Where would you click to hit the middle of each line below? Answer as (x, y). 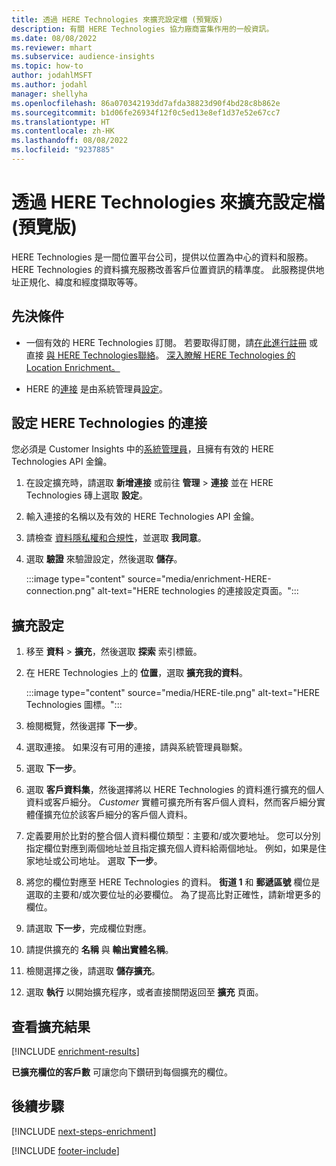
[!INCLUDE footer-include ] (65, 1150)
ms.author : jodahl (49, 85)
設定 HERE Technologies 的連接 (109, 423)
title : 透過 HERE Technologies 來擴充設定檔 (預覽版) (117, 19)
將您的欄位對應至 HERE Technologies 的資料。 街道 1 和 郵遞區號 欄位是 (173, 882)
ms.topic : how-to (47, 66)
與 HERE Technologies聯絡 (100, 355)
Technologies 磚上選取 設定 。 (87, 495)
